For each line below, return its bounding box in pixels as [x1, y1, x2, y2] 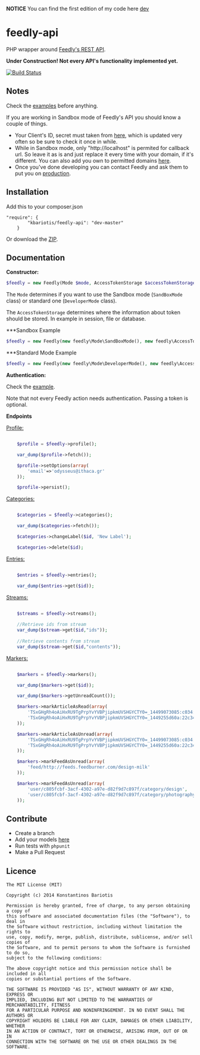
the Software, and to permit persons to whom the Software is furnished [6, 944, 190, 950]
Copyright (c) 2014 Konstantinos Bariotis [6, 892, 113, 898]
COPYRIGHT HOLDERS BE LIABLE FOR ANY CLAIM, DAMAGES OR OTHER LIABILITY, [6, 1018, 193, 1024]
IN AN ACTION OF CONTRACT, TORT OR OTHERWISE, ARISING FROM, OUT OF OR [6, 1028, 187, 1034]
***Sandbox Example [6, 327, 61, 334]
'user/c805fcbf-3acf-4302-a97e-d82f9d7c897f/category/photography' [27, 791, 198, 797]
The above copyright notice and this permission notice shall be [6, 965, 171, 971]
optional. [6, 401, 28, 408]
